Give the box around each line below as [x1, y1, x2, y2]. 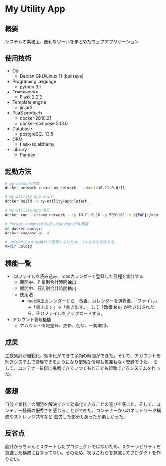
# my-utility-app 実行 [5, 208, 50, 213]
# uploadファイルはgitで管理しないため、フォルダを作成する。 [5, 239, 118, 244]
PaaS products [12, 110, 43, 116]
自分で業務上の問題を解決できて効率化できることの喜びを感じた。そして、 [5, 401, 157, 407]
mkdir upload [5, 244, 32, 249]
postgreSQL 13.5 [19, 131, 53, 137]
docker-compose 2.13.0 [19, 120, 68, 126]
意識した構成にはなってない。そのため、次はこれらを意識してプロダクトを [5, 449, 157, 456]
